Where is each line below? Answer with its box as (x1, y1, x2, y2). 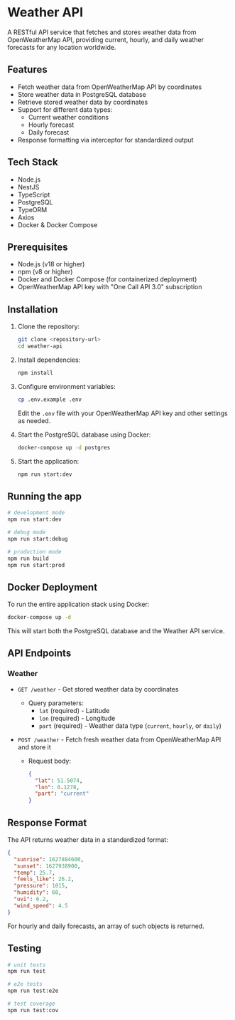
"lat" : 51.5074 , (34, 777, 83, 784)
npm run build (7, 555, 50, 562)
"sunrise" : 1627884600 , (13, 855, 84, 863)
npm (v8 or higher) (17, 268, 73, 276)
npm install (17, 369, 53, 376)
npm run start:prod (7, 561, 65, 568)
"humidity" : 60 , (13, 889, 62, 896)
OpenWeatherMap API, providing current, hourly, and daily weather (7, 35, 204, 43)
